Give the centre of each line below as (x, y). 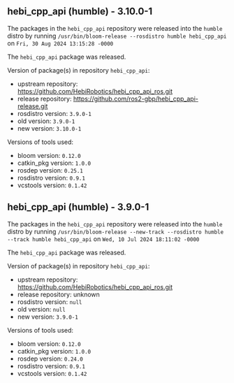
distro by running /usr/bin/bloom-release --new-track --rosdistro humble (116, 231)
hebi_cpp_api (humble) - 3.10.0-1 (80, 12)
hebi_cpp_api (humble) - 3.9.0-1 (78, 207)
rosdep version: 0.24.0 (50, 359)
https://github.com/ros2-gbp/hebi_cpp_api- (136, 99)
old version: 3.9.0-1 (46, 121)
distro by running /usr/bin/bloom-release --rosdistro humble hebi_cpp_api (117, 36)
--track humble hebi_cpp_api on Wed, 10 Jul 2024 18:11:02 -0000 (103, 239)
